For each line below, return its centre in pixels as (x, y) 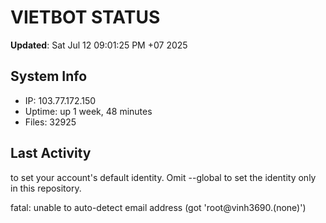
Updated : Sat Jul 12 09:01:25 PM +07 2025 (99, 45)
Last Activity (51, 153)
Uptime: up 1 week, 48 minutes (88, 111)
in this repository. (46, 188)
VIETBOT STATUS (85, 17)
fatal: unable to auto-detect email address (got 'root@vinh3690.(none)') (158, 207)
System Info (49, 76)
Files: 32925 (50, 122)
